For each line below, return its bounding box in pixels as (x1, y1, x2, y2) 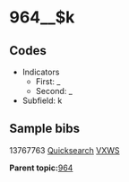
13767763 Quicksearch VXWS (9, 144, 120, 155)
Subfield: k (21, 95, 63, 106)
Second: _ (35, 86, 73, 96)
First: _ (35, 76, 61, 87)
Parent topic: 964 (9, 162, 73, 173)
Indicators (21, 66, 60, 77)
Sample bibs (9, 121, 81, 136)
